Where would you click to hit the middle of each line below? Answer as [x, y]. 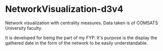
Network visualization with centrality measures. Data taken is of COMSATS [81, 23]
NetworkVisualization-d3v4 [64, 9]
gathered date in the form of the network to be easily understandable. [77, 43]
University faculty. [24, 28]
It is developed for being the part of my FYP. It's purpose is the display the [81, 38]
